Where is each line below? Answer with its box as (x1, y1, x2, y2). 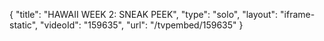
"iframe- (280, 9, 316, 20)
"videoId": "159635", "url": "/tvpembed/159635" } (40, 19, 244, 31)
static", (9, 19, 39, 31)
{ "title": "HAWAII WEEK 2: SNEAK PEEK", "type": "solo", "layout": (9, 9, 279, 20)
